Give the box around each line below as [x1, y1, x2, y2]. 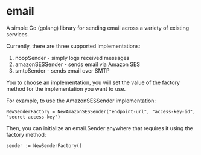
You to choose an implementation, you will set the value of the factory [6, 79, 180, 86]
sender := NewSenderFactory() [6, 142, 83, 149]
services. [6, 30, 29, 38]
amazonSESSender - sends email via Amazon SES [14, 61, 141, 68]
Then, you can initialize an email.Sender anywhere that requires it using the [6, 124, 193, 131]
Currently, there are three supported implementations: [6, 42, 141, 50]
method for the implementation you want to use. [6, 85, 126, 92]
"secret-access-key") [6, 114, 61, 120]
